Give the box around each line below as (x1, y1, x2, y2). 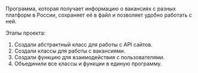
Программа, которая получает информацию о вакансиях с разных (5, 5, 177, 12)
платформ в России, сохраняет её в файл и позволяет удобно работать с (5, 11, 192, 19)
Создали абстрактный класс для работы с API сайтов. (14, 41, 153, 48)
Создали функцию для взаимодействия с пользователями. (14, 54, 165, 60)
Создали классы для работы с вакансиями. (14, 47, 126, 54)
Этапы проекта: (5, 29, 46, 36)
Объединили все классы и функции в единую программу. (14, 60, 162, 67)
